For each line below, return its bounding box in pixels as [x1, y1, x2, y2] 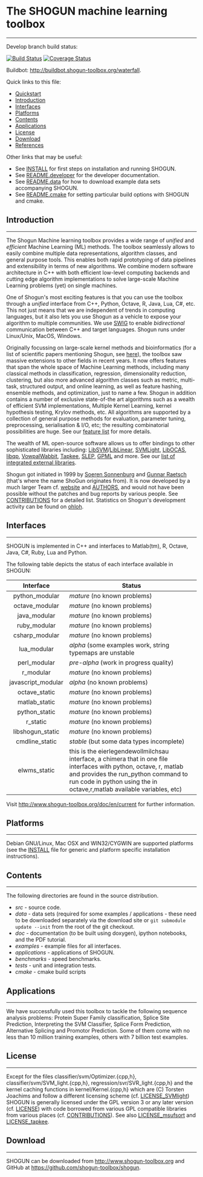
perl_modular [17, 658, 56, 667]
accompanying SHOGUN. [14, 184, 79, 192]
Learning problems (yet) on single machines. [6, 282, 118, 289]
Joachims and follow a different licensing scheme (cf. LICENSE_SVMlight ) [6, 1092, 190, 1099]
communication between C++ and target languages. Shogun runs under [6, 326, 185, 333]
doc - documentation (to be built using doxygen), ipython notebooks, [14, 929, 187, 937]
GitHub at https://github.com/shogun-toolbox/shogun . [6, 1164, 141, 1171]
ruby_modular [17, 621, 56, 629]
